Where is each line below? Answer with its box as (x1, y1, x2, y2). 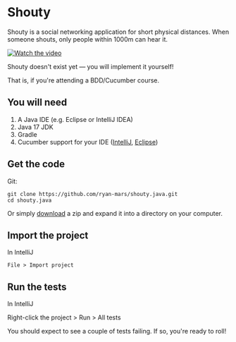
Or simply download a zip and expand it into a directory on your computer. (7, 209, 223, 217)
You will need (7, 97, 68, 109)
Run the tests (7, 281, 67, 293)
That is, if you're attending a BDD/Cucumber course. (7, 75, 160, 85)
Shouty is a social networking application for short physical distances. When (7, 28, 230, 36)
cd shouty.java (7, 197, 52, 204)
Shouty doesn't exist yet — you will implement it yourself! (7, 62, 174, 71)
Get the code (7, 158, 66, 170)
